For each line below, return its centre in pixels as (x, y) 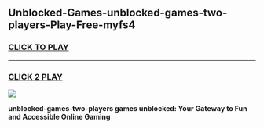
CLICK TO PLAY (38, 48)
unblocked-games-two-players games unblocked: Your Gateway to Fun (128, 108)
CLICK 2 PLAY (35, 77)
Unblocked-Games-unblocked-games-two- (118, 13)
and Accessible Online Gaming (59, 116)
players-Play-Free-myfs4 (72, 25)
